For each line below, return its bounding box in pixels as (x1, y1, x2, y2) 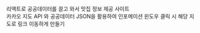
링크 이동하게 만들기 (17, 20, 65, 27)
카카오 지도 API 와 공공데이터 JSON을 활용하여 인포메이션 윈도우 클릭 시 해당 (6, 13, 188, 20)
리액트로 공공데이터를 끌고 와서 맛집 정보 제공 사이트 (6, 5, 129, 12)
